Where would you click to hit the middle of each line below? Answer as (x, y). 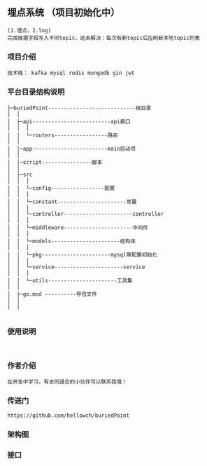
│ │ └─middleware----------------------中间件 (78, 228)
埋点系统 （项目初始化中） (64, 13)
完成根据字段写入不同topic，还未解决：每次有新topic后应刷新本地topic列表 (104, 38)
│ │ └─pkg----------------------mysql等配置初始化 (83, 255)
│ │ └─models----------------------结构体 (72, 241)
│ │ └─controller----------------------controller (86, 214)
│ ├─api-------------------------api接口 (69, 122)
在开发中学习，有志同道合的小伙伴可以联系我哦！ (67, 382)
